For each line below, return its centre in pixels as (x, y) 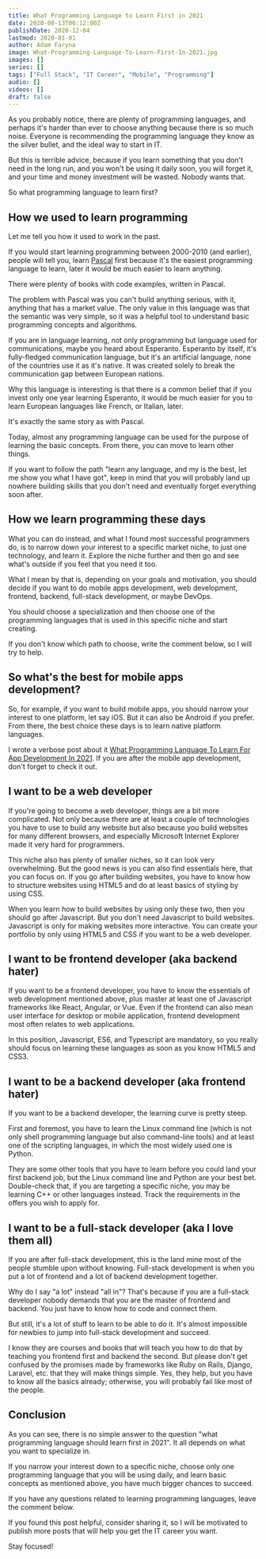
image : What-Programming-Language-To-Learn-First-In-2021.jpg (113, 52)
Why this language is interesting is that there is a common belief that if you (130, 389)
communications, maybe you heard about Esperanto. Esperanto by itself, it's (133, 349)
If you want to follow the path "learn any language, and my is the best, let (127, 469)
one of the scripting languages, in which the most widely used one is (120, 1145)
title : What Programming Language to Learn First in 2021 (106, 15)
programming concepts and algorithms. (72, 325)
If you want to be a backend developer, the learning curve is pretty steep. (128, 1113)
